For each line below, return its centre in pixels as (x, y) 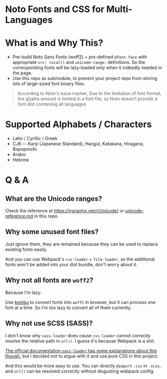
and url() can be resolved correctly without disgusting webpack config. (80, 371)
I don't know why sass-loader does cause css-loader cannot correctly (78, 335)
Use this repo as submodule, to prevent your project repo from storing (85, 79)
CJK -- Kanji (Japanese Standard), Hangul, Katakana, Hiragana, (78, 144)
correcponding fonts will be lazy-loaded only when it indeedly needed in (87, 68)
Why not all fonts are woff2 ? (49, 280)
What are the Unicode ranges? (54, 199)
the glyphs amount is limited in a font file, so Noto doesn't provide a (87, 99)
